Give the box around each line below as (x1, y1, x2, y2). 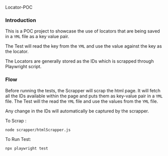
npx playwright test (5, 145, 49, 151)
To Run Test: (5, 136, 31, 142)
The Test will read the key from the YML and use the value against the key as (5, 43, 162, 49)
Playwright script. (5, 64, 42, 70)
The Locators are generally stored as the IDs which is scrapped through (5, 58, 154, 64)
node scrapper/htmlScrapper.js (5, 127, 71, 132)
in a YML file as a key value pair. (5, 34, 69, 40)
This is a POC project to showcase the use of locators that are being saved (5, 28, 160, 34)
